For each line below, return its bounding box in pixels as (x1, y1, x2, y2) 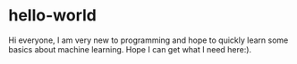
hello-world (8, 5, 98, 26)
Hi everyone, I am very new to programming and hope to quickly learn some (8, 35, 289, 45)
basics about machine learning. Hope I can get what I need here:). (8, 44, 252, 54)
